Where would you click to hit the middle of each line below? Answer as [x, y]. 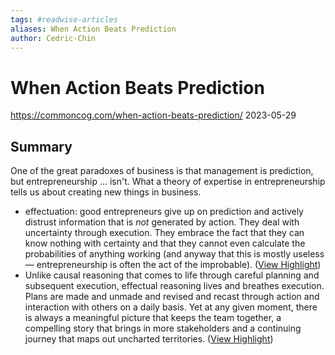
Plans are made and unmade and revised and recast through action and [172, 297]
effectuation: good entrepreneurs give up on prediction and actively [164, 212]
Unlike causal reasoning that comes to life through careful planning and [172, 275]
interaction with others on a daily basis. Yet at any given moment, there [171, 307]
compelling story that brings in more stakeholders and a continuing [163, 328]
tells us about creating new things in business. [106, 192]
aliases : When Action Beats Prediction [93, 29]
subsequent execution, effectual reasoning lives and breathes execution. [174, 286]
